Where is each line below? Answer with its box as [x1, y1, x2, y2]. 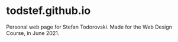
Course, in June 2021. [6, 29, 60, 36]
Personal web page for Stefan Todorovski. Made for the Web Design [6, 23, 173, 30]
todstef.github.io [6, 4, 91, 17]
